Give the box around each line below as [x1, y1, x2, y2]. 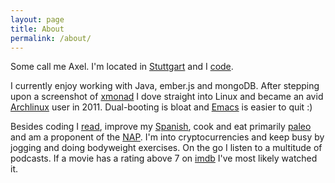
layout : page [10, 14, 65, 25]
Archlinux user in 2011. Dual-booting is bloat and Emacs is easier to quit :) [10, 101, 313, 113]
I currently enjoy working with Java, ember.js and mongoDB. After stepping [10, 80, 320, 92]
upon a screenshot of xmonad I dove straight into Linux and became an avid [10, 91, 324, 103]
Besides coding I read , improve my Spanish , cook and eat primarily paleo [10, 121, 312, 133]
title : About [10, 24, 65, 34]
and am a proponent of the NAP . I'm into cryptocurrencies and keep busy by [10, 131, 325, 143]
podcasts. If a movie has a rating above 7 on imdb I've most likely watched [10, 152, 318, 165]
